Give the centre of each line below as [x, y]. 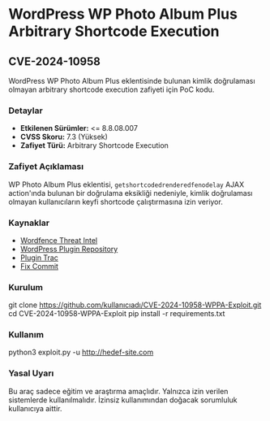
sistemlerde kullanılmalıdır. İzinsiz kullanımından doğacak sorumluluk [123, 400]
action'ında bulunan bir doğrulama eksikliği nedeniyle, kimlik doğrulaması [131, 193]
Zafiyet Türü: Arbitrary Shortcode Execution [94, 145]
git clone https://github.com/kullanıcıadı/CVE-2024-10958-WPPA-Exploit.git [135, 305]
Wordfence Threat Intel [59, 240]
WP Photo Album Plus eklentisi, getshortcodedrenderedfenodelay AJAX [126, 184]
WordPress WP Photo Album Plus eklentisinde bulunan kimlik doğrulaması [132, 81]
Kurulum [26, 287]
